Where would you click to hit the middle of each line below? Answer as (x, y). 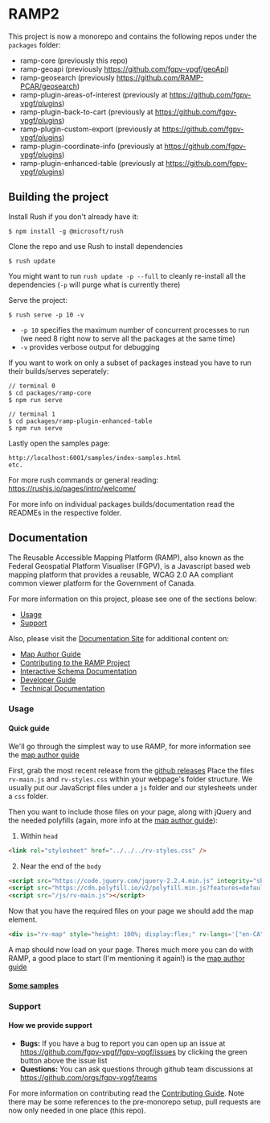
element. (23, 920)
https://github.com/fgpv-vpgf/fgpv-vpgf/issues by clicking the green (133, 1051)
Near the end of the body (61, 866)
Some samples (33, 985)
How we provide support (50, 1026)
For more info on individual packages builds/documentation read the (121, 503)
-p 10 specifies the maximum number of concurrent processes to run (135, 329)
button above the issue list (63, 1060)
